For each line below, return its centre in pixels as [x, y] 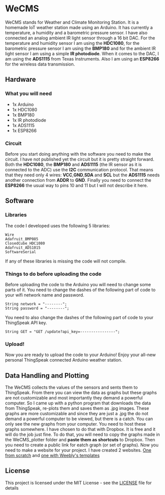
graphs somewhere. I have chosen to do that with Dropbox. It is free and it [80, 429]
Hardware [20, 80]
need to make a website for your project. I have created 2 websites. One [78, 450]
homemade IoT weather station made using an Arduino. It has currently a [79, 27]
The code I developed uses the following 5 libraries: [58, 226]
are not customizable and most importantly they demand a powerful [74, 398]
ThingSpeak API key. [26, 323]
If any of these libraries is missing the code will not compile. [66, 261]
